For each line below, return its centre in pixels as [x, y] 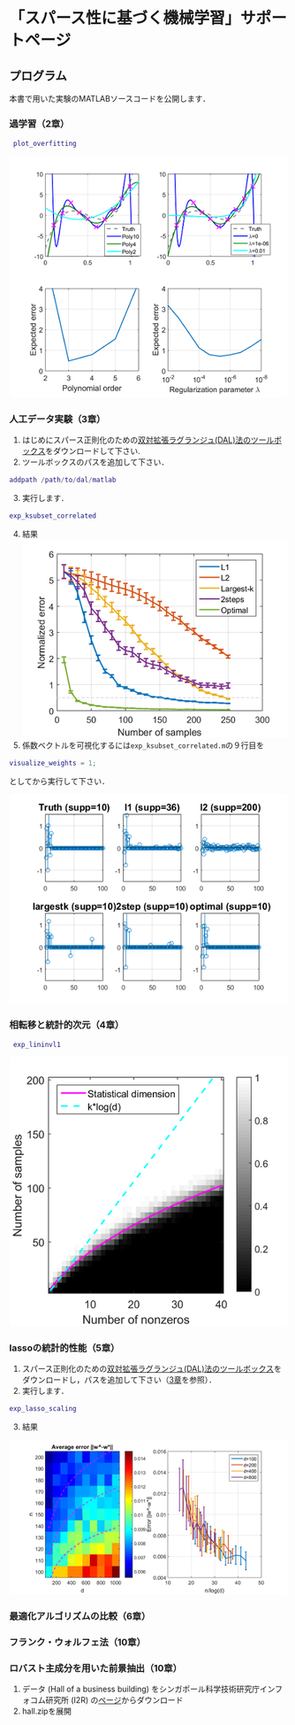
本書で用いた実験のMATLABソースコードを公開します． [110, 99]
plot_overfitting [45, 144]
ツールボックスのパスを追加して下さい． [95, 462]
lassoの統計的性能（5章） [64, 1348]
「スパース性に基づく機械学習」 [125, 18]
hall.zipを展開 [47, 1711]
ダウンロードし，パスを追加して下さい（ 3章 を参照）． [119, 1380]
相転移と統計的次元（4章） [67, 1025]
